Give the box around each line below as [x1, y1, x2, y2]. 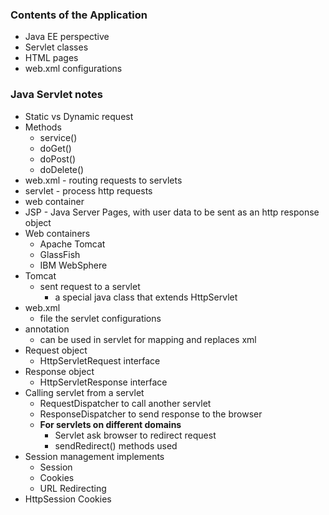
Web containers [24, 227, 91, 239]
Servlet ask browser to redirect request [54, 429, 217, 441]
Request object [24, 344, 88, 356]
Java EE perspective [24, 31, 110, 43]
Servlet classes [24, 41, 89, 53]
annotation [24, 323, 70, 335]
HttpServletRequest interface [39, 354, 161, 367]
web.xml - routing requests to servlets [24, 174, 183, 186]
